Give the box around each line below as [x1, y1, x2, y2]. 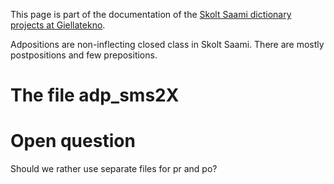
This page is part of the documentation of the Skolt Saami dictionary [10, 9, 292, 20]
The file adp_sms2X [10, 84, 180, 107]
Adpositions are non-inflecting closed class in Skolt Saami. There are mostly [10, 39, 325, 50]
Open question [10, 130, 136, 153]
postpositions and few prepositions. [10, 49, 158, 61]
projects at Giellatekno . [10, 19, 106, 31]
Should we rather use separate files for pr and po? [10, 163, 218, 175]
